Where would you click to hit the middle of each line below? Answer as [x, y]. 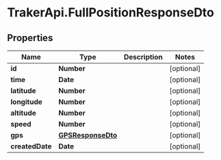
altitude [23, 113]
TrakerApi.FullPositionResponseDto [110, 13]
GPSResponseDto [88, 135]
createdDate [31, 146]
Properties [30, 38]
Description [143, 57]
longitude [26, 102]
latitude [23, 91]
